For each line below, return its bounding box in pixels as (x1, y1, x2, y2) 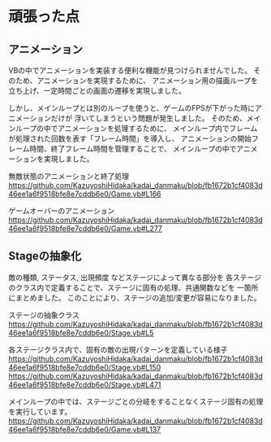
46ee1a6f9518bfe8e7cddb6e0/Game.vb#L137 (8, 424, 161, 434)
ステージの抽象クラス (8, 310, 80, 320)
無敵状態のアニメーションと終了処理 (8, 172, 130, 181)
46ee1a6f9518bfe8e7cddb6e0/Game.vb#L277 (8, 224, 163, 233)
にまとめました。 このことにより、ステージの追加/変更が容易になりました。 (8, 292, 261, 302)
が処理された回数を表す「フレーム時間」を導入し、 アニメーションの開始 (8, 133, 252, 143)
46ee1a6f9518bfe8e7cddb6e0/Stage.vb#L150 (8, 362, 161, 372)
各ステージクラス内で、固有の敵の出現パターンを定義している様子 (8, 344, 228, 354)
